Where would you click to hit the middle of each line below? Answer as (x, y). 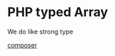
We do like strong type (40, 31)
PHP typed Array (58, 12)
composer (22, 45)
